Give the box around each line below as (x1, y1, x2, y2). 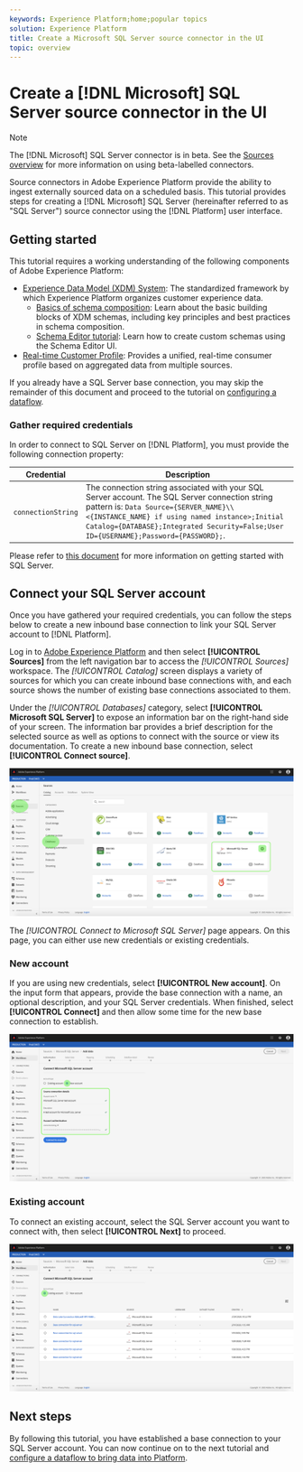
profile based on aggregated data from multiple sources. (22, 359, 233, 370)
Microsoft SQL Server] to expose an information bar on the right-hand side (9, 712, 289, 722)
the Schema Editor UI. (35, 340, 117, 351)
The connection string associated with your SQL (85, 482, 264, 493)
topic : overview (9, 43, 70, 52)
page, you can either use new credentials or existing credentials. (9, 935, 250, 946)
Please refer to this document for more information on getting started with (9, 550, 284, 561)
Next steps (9, 1409, 72, 1424)
